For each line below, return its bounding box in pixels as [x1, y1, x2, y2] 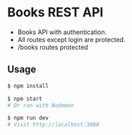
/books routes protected [17, 43, 88, 51]
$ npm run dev [7, 114, 49, 121]
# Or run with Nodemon [7, 102, 74, 109]
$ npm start [7, 95, 42, 102]
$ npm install [7, 82, 49, 90]
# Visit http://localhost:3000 [7, 121, 100, 129]
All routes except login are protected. [17, 35, 126, 43]
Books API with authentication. [17, 28, 107, 36]
